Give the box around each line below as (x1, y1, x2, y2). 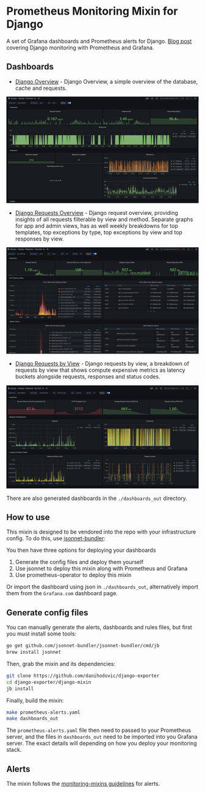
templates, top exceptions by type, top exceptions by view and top (15, 228, 183, 236)
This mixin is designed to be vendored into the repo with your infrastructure (6, 528, 196, 535)
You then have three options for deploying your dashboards (6, 546, 156, 554)
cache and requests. (15, 84, 67, 92)
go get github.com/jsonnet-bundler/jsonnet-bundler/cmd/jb (6, 643, 160, 649)
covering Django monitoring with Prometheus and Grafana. (6, 44, 154, 51)
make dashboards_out (6, 715, 59, 722)
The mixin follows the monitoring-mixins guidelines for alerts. (6, 780, 160, 788)
